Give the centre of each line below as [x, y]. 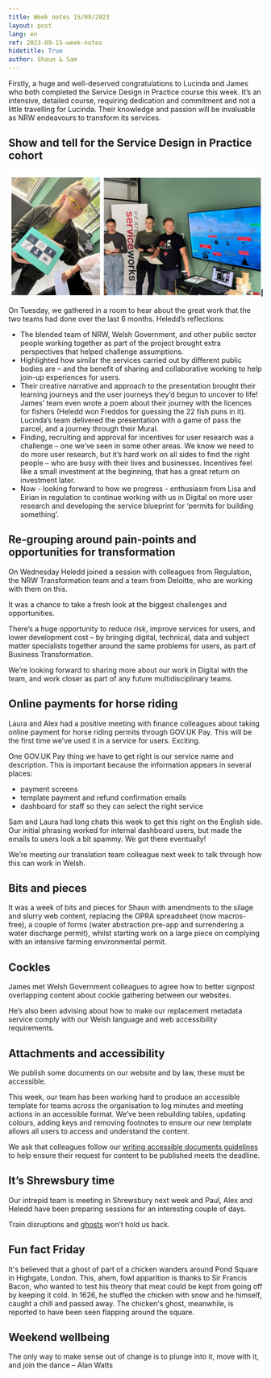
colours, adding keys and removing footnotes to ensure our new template [130, 1122]
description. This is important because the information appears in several [130, 764]
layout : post [30, 25]
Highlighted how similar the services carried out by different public [131, 360]
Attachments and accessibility [87, 1053]
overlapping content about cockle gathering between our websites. [120, 995]
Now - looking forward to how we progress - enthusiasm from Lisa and [138, 489]
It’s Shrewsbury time [62, 1181]
